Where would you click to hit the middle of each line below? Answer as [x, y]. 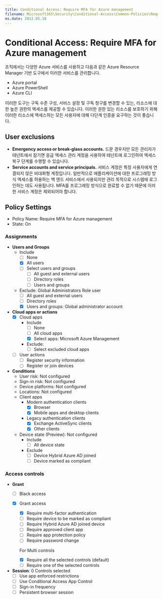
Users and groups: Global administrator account [74, 306]
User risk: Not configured [45, 376]
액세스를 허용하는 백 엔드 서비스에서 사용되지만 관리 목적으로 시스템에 [83, 180]
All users [35, 263]
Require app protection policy [56, 535]
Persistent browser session [46, 592]
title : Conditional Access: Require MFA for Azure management [69, 9]
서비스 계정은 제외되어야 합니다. [47, 192]
